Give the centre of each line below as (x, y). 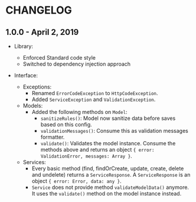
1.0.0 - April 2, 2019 (42, 32)
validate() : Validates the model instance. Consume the (108, 143)
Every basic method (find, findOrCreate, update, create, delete (108, 168)
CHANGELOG (39, 10)
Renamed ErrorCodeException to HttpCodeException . (95, 93)
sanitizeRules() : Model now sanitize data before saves (108, 118)
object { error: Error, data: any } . (76, 181)
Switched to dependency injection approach (77, 64)
